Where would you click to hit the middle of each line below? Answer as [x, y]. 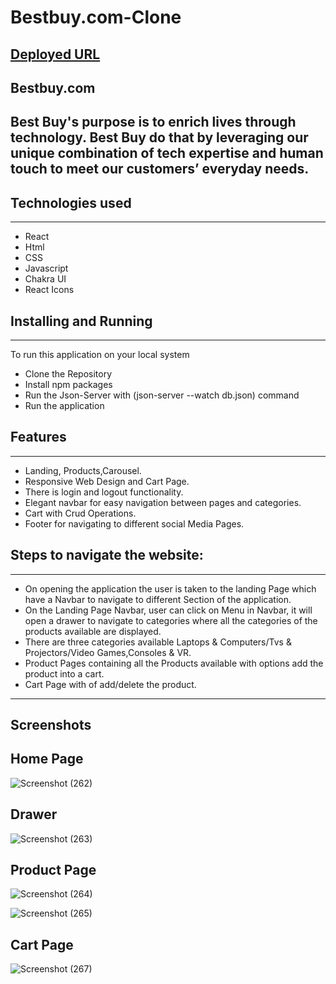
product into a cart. [64, 673]
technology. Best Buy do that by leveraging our [159, 137]
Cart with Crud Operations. [80, 513]
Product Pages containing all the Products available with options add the [174, 663]
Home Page [47, 759]
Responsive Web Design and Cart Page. [107, 481]
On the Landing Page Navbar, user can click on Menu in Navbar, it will [168, 610]
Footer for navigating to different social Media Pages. [134, 523]
